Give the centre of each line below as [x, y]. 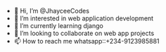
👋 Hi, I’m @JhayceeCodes [52, 11]
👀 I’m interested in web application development [83, 18]
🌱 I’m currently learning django [58, 26]
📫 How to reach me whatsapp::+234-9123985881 [87, 41]
